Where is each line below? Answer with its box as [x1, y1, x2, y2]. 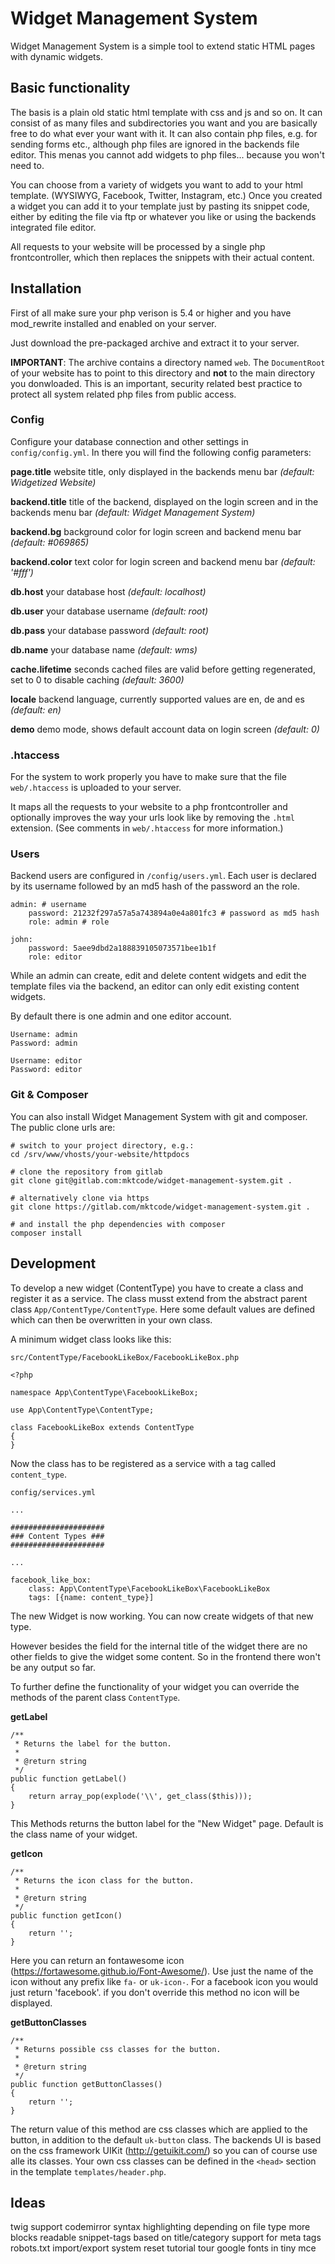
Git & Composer [10, 1088, 89, 1102]
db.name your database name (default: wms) [10, 643, 198, 656]
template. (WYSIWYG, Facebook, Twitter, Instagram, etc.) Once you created [10, 189, 323, 201]
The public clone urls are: [10, 1121, 116, 1133]
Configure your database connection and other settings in [10, 435, 249, 447]
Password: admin [10, 1038, 78, 1049]
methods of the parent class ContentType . [10, 1691, 181, 1703]
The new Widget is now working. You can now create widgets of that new [10, 1610, 314, 1622]
